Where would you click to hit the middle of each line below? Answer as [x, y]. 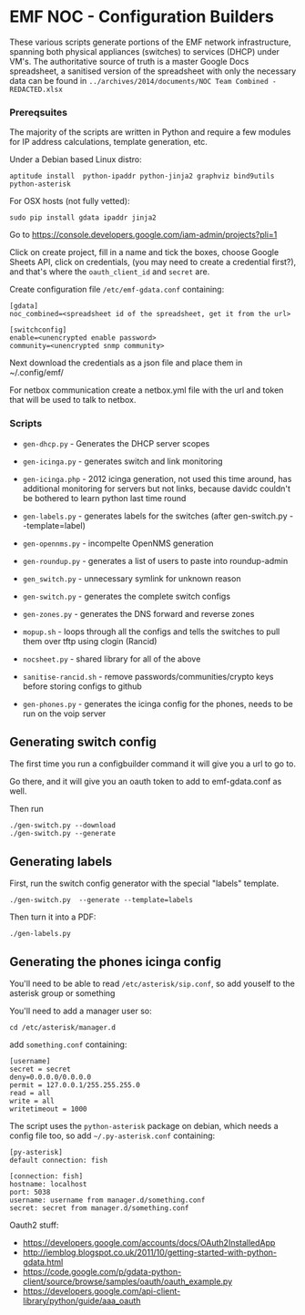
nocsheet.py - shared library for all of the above [112, 659]
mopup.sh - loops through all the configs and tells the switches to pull [151, 632]
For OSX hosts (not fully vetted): [70, 201]
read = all [30, 1093]
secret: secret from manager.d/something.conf [99, 1208]
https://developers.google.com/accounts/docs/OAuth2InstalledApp [149, 1242]
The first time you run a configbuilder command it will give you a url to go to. [153, 764]
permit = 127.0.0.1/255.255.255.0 [75, 1085]
